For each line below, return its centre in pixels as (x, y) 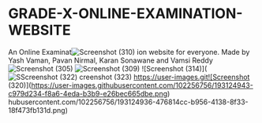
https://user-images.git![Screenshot (192, 77)
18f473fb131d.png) (38, 110)
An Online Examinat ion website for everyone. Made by (129, 52)
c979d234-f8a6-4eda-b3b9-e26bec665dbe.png (88, 93)
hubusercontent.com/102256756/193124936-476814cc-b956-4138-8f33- (128, 102)
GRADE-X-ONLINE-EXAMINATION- (125, 14)
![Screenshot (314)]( (174, 68)
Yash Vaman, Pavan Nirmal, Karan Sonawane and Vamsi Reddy (110, 60)
